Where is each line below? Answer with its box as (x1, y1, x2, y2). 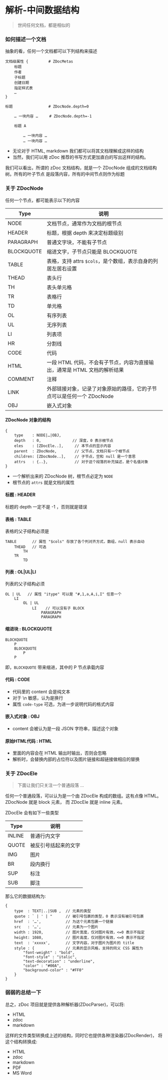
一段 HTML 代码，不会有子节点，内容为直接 (46, 359, 149, 366)
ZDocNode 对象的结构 (5, 417, 51, 423)
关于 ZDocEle (5, 770, 38, 777)
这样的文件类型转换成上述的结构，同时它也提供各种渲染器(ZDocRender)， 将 (5, 1032, 162, 1038)
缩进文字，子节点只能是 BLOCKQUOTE (46, 248, 137, 255)
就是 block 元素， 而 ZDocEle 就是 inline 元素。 (28, 799, 125, 805)
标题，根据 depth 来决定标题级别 (46, 229, 123, 236)
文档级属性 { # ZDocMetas (5, 59, 73, 64)
